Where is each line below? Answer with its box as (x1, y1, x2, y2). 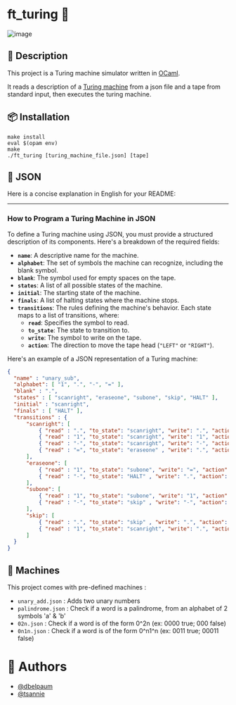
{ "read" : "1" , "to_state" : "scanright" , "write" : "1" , (38, 433, 209, 441)
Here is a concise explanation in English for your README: (7, 189, 176, 198)
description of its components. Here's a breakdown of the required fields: (7, 237, 220, 246)
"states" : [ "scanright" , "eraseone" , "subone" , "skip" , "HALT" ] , (13, 394, 218, 401)
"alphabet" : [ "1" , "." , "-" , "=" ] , (13, 381, 124, 388)
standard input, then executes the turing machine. (7, 89, 152, 98)
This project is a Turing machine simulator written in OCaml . (7, 68, 181, 77)
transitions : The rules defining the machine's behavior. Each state (17, 303, 212, 312)
